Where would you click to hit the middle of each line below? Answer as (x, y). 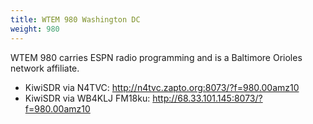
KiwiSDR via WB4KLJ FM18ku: (87, 98)
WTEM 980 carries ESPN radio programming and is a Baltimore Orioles (156, 57)
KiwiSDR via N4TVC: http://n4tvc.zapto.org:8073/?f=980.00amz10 (162, 87)
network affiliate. (45, 68)
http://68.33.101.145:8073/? (207, 98)
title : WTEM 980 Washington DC (75, 19)
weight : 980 (35, 29)
